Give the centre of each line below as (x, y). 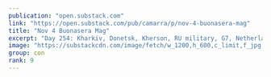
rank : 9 (21, 61)
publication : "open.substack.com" (67, 16)
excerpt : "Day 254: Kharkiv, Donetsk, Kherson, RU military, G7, (120, 38)
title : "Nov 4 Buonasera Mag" (59, 30)
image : (19, 46)
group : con (27, 53)
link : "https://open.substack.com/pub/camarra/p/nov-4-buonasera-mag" (129, 23)
